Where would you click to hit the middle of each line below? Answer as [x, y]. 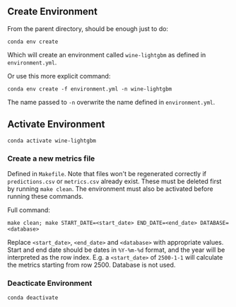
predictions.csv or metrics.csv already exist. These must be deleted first [114, 181]
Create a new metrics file [51, 158]
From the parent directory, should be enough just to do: [88, 28]
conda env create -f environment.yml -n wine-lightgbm [90, 89]
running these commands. [45, 196]
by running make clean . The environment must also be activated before [110, 189]
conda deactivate [33, 298]
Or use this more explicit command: [59, 76]
